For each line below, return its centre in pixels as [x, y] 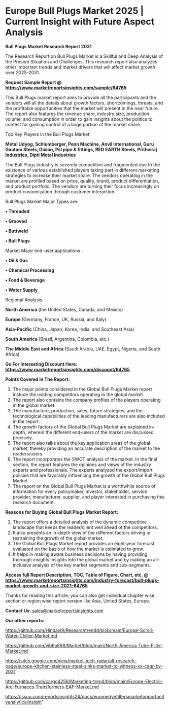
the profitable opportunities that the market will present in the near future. [82, 108]
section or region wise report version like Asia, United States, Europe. [78, 600]
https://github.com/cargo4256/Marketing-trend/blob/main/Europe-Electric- [84, 681]
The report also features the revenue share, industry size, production [77, 114]
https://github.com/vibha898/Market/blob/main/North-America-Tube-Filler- [84, 645]
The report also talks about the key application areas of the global [81, 443]
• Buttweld [16, 231]
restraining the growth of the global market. [58, 538]
